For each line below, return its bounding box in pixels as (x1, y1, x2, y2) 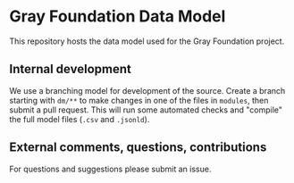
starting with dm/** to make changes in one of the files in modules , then (9, 95, 269, 105)
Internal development (9, 62, 131, 77)
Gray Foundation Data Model (9, 6, 226, 27)
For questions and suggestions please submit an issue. (9, 163, 212, 174)
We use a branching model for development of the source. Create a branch (9, 85, 286, 96)
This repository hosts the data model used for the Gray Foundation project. (9, 36, 285, 46)
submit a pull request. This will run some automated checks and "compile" (9, 104, 283, 115)
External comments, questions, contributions (9, 140, 267, 155)
